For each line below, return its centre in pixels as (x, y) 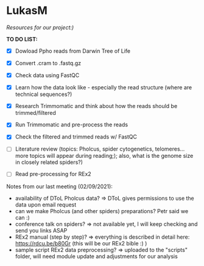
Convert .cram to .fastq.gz (48, 63)
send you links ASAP (41, 230)
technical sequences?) (44, 94)
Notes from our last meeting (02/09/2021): (59, 186)
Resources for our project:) (40, 27)
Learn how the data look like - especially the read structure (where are (104, 87)
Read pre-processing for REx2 (53, 174)
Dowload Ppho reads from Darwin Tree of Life (73, 51)
